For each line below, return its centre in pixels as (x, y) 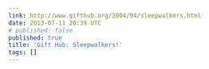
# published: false (41, 30)
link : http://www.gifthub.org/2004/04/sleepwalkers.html (105, 15)
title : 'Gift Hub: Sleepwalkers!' (66, 45)
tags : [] (23, 52)
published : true (35, 38)
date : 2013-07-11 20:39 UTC (55, 23)
